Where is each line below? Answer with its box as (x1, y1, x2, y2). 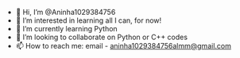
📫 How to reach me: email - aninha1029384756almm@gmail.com (15, 42, 232, 50)
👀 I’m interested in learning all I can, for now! (15, 16, 162, 25)
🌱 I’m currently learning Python (15, 24, 118, 33)
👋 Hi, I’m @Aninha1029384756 (15, 8, 116, 16)
